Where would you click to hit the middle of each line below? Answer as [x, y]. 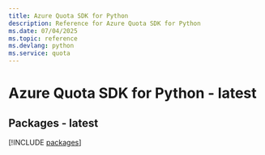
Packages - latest [53, 123]
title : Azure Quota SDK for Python [68, 16]
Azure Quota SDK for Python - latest [132, 93]
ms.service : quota [39, 53]
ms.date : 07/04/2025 [43, 31]
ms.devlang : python [41, 46]
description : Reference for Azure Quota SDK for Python [105, 23]
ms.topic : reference [43, 38]
